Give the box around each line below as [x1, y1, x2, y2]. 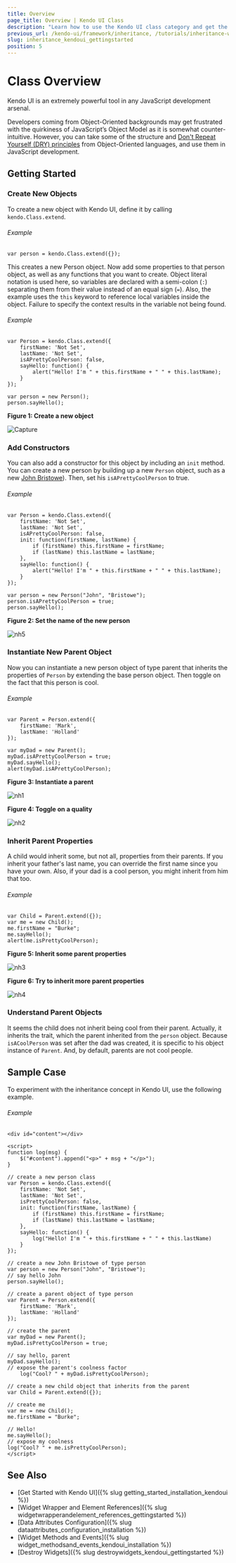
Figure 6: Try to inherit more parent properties [7, 977, 145, 985]
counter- [200, 124, 226, 134]
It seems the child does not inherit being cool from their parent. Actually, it [7, 1024, 222, 1032]
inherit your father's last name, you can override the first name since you [7, 859, 218, 868]
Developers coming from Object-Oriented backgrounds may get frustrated [7, 117, 223, 126]
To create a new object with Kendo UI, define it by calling [7, 205, 173, 213]
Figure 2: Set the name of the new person [7, 616, 131, 624]
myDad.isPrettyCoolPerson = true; [7, 1339, 109, 1346]
